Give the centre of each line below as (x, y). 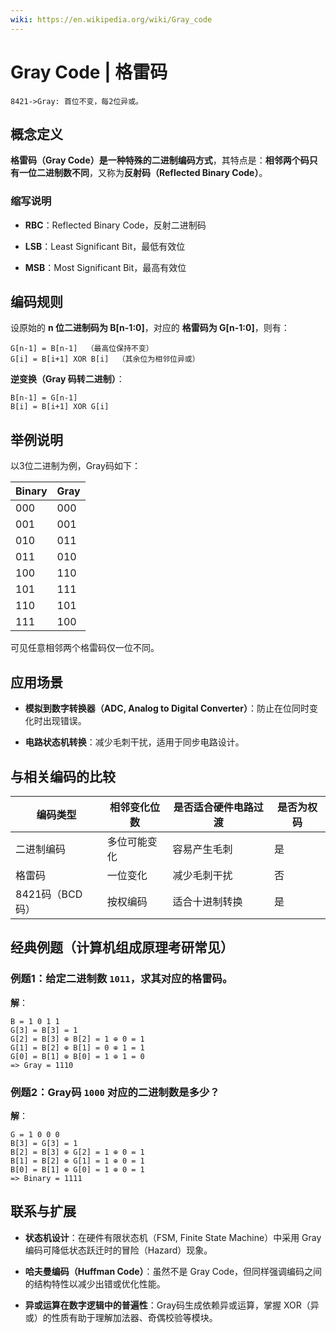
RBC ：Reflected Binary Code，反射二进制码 (115, 225)
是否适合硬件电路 (213, 807)
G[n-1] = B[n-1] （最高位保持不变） (82, 349)
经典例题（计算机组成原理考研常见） (122, 947)
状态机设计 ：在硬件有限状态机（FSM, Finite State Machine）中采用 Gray (173, 1237)
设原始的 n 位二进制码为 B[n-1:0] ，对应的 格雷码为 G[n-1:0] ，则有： (150, 328)
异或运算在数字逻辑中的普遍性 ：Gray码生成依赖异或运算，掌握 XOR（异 (172, 1305)
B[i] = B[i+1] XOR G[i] (60, 407)
